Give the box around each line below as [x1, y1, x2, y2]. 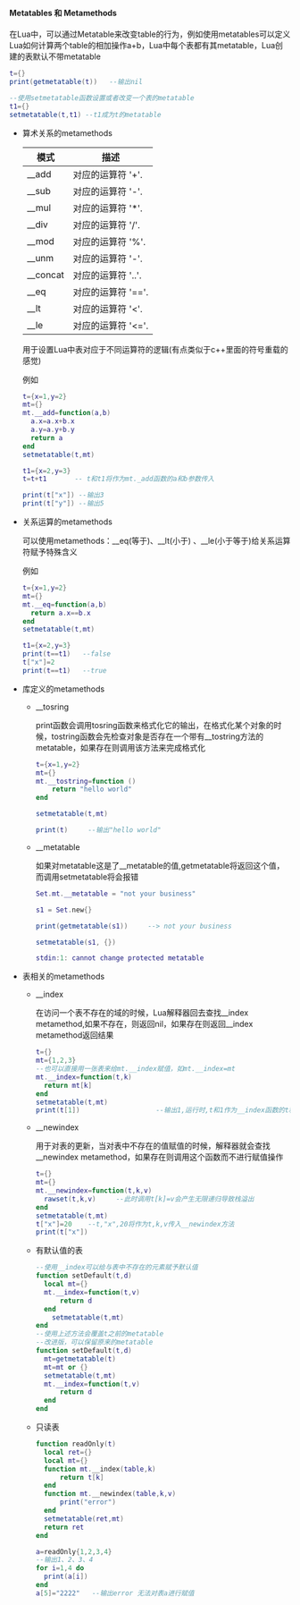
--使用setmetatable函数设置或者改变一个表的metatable [9, 93, 195, 102]
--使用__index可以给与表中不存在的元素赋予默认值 [35, 1263, 198, 1272]
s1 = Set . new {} [35, 905, 92, 914]
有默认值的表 [35, 1245, 83, 1256]
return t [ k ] [59, 1473, 104, 1482]
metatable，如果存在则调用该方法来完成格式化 [35, 742, 206, 752]
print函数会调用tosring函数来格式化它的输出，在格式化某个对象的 [35, 719, 274, 730]
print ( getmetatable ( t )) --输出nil [9, 78, 143, 87]
